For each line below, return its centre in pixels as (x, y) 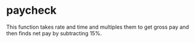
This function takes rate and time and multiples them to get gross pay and (98, 27)
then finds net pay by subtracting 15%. (54, 33)
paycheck (32, 10)
